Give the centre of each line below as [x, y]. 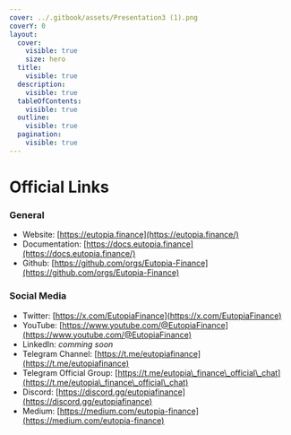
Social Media [38, 296]
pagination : [40, 135]
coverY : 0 [28, 26]
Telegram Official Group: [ [70, 372]
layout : [24, 34]
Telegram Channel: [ [60, 353]
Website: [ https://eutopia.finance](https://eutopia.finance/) [130, 235]
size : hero [46, 59]
